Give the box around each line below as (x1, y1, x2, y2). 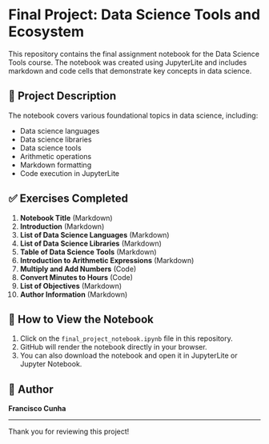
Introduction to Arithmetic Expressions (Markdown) (19, 255, 195, 265)
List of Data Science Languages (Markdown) (19, 230, 170, 239)
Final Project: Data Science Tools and (8, 6, 261, 24)
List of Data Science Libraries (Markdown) (19, 238, 163, 248)
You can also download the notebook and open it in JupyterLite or (19, 350, 238, 361)
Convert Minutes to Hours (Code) (19, 272, 134, 282)
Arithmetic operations (19, 151, 92, 161)
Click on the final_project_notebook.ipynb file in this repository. (19, 334, 234, 343)
